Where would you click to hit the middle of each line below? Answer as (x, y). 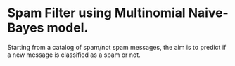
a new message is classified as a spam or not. (74, 55)
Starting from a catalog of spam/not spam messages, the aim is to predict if (117, 47)
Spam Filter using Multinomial (96, 13)
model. (68, 28)
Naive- (208, 13)
